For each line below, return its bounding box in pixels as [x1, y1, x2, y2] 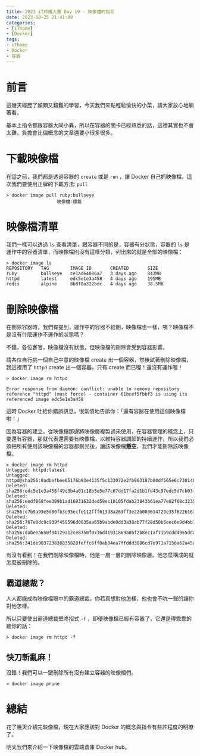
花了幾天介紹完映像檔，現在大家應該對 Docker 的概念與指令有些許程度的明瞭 [6, 723, 194, 730]
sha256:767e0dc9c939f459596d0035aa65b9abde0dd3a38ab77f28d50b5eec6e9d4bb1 [6, 519, 196, 525]
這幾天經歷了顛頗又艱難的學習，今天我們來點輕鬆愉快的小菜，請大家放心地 [6, 101, 189, 108]
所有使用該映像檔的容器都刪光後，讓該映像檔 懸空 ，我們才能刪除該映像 [16, 443, 189, 450]
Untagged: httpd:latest [6, 467, 65, 474]
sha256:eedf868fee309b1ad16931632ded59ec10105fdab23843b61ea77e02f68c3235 [6, 499, 196, 505]
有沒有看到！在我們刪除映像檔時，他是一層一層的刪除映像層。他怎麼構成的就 [6, 552, 194, 559]
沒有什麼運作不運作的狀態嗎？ [11, 331, 85, 338]
